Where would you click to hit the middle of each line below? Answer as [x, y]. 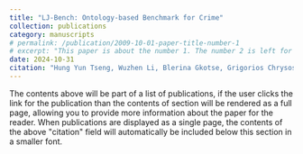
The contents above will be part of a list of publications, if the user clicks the [151, 93]
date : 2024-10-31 [42, 59]
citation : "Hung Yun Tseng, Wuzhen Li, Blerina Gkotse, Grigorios [137, 68]
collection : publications [58, 26]
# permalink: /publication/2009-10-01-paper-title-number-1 [125, 43]
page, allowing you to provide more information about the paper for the [141, 113]
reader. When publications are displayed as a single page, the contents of [146, 122]
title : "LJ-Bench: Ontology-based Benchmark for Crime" [116, 18]
